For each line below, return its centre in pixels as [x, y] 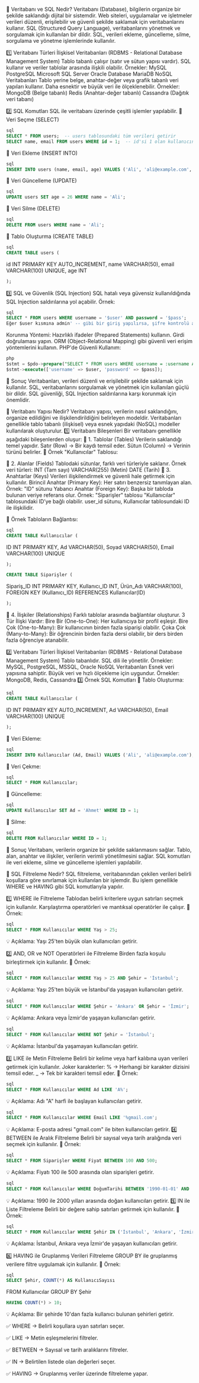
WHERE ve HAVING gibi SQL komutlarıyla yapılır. [65, 886]
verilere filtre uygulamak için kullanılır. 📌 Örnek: [63, 1264]
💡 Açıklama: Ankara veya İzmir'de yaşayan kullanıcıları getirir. [81, 1018]
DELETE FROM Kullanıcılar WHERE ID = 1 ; [57, 838]
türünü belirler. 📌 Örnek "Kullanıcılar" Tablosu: [62, 451]
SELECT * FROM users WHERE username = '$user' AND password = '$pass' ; [97, 318]
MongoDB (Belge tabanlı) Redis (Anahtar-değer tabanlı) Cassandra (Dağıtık [98, 93]
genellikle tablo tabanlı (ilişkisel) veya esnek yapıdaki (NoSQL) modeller [93, 424]
